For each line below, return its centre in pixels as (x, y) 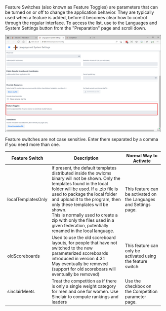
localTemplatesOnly (27, 199)
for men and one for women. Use (85, 292)
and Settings (138, 205)
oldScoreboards (23, 256)
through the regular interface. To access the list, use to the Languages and (81, 23)
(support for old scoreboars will (84, 269)
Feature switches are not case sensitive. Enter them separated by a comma (82, 139)
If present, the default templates (84, 168)
